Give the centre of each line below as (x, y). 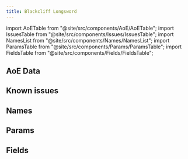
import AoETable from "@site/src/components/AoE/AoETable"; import (90, 28)
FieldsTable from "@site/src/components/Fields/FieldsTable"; (80, 52)
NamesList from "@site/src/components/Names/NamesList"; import (88, 40)
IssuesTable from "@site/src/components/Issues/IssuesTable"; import (90, 34)
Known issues (32, 91)
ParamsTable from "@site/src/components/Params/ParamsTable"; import (94, 47)
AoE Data (23, 71)
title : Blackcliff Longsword (41, 11)
